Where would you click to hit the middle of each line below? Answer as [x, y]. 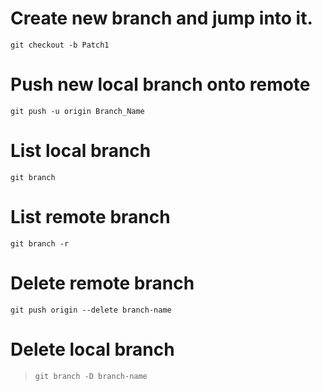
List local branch [81, 151]
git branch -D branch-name [91, 376]
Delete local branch [92, 349]
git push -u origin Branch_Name [77, 111]
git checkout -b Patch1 [60, 45]
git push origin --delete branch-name [91, 310]
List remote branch [90, 217]
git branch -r [40, 243]
